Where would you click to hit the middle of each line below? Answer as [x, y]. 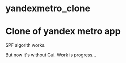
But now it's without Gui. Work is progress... [51, 55]
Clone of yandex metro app [63, 32]
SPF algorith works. [26, 45]
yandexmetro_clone [48, 9]
